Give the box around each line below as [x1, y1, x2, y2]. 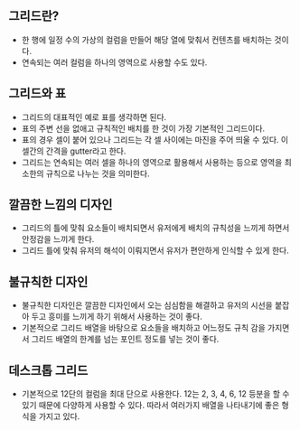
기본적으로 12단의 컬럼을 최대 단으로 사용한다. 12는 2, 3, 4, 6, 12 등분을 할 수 [21, 388, 290, 399]
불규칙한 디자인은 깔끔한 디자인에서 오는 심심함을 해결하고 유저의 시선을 [21, 300, 273, 311]
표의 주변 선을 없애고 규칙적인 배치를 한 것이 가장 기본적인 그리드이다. [21, 123, 266, 134]
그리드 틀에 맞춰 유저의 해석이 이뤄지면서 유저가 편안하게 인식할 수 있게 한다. [21, 245, 290, 256]
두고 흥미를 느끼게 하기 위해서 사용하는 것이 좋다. [31, 311, 202, 322]
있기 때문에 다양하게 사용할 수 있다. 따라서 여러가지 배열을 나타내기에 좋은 [21, 400, 280, 411]
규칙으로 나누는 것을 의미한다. [45, 168, 150, 179]
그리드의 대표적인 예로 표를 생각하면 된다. [21, 111, 167, 122]
